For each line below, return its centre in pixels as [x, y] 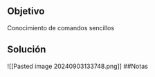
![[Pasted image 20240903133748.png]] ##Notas [78, 66]
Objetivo [26, 11]
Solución [27, 50]
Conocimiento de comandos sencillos [61, 27]
